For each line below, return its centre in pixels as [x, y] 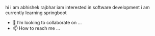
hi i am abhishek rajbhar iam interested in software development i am [77, 7]
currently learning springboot [36, 13]
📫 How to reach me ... [36, 28]
